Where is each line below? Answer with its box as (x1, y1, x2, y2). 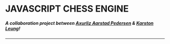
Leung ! (5, 25, 21, 31)
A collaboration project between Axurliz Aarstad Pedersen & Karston (5, 20, 154, 26)
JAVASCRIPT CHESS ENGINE (5, 3, 129, 15)
